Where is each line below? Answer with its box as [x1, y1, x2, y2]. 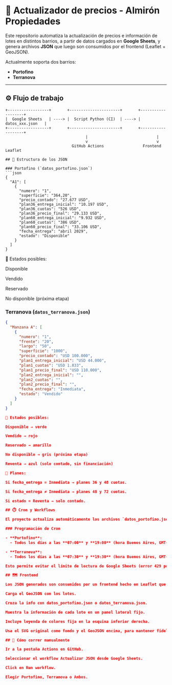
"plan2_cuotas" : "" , [18, 377, 63, 382]
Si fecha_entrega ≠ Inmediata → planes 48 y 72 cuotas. [5, 489, 127, 494]
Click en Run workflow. [5, 666, 56, 671]
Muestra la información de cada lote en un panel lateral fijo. [5, 610, 145, 615]
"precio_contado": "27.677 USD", [18, 197, 91, 202]
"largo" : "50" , [18, 344, 52, 349]
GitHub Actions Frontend [71, 143, 161, 148]
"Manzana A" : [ [10, 324, 42, 330]
